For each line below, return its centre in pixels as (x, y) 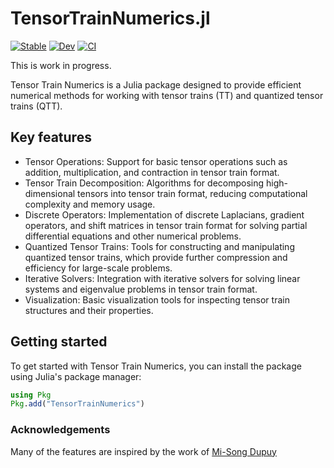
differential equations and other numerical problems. (133, 236)
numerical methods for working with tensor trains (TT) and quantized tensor (167, 95)
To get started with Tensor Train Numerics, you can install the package (156, 366)
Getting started (59, 342)
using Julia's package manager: (76, 376)
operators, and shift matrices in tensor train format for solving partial (166, 225)
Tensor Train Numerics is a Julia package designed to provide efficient (156, 84)
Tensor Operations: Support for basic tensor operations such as (156, 161)
